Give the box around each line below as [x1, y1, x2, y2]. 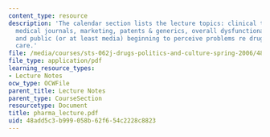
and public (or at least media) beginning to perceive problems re [15, 34, 247, 43]
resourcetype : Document [8, 102, 88, 110]
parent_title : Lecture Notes [8, 86, 106, 95]
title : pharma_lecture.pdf [8, 110, 99, 118]
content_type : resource [8, 11, 88, 20]
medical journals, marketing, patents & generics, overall [15, 27, 218, 35]
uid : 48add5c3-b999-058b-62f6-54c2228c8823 [8, 117, 157, 125]
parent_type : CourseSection [8, 94, 103, 102]
